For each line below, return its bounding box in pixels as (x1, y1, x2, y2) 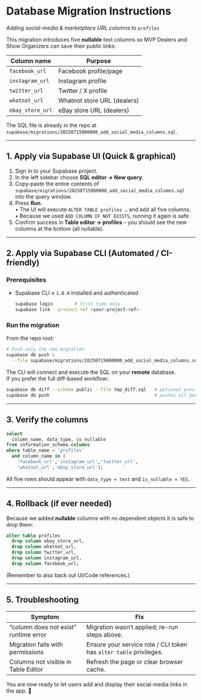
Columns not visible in (9, 657, 72, 666)
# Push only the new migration (6, 346, 85, 353)
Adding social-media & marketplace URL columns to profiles (6, 24, 160, 31)
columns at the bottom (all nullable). (14, 225, 104, 232)
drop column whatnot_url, (11, 544, 77, 550)
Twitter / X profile (58, 86, 108, 95)
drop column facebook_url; (11, 560, 79, 567)
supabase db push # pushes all (6, 392, 187, 398)
